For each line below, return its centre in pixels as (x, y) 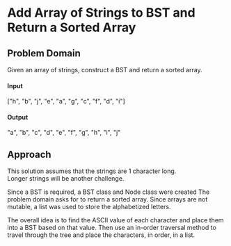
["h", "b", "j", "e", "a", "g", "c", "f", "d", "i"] (66, 101)
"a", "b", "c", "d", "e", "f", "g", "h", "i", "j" (64, 133)
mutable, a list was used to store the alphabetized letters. (89, 207)
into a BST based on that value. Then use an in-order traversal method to (112, 228)
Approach (29, 154)
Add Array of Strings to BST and (102, 13)
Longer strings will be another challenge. (66, 179)
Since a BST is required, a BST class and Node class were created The (109, 192)
